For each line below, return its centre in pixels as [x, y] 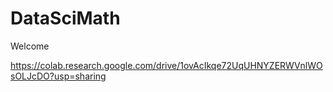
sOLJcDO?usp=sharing [58, 76]
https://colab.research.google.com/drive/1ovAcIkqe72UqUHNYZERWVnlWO [166, 65]
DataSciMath [65, 18]
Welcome [30, 46]
